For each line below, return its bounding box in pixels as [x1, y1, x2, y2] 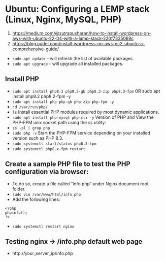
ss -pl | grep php [12, 126, 50, 130]
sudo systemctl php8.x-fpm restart [12, 146, 86, 151]
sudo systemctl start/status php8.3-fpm [12, 141, 97, 146]
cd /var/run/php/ [12, 104, 48, 109]
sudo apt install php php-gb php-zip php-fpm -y [12, 99, 114, 104]
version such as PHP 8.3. [12, 135, 63, 141]
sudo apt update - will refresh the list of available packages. [12, 55, 134, 61]
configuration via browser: [5, 167, 89, 176]
